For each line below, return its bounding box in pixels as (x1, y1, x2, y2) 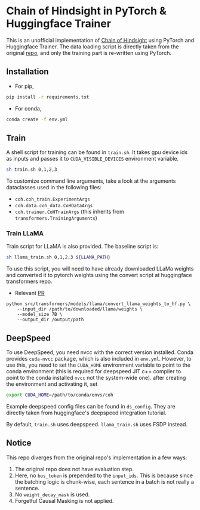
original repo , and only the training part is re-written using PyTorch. (6, 49, 172, 56)
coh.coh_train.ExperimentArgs (14, 196, 91, 202)
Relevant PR (14, 290, 45, 297)
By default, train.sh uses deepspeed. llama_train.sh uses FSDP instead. (6, 421, 188, 428)
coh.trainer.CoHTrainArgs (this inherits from (14, 208, 124, 216)
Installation (6, 67, 49, 77)
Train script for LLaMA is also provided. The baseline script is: (6, 243, 159, 250)
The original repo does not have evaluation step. (14, 465, 134, 472)
